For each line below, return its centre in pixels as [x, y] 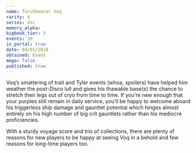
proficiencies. [23, 120]
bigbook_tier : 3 [26, 33]
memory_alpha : [24, 28]
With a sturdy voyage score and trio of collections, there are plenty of [90, 131]
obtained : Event [26, 55]
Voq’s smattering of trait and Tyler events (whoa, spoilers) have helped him [97, 83]
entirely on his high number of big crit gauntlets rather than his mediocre [94, 114]
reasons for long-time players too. [47, 144]
